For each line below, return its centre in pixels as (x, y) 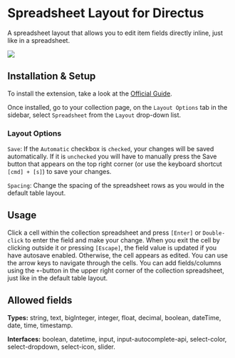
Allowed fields (40, 301)
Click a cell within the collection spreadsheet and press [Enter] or (104, 232)
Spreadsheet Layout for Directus (106, 13)
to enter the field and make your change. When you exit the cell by (122, 240)
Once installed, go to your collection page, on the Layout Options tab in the (117, 107)
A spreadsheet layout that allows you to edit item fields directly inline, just (115, 33)
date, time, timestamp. (40, 325)
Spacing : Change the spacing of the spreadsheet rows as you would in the (116, 185)
